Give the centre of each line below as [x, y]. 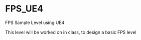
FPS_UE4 [24, 9]
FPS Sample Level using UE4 [35, 22]
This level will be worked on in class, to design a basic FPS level [71, 32]
